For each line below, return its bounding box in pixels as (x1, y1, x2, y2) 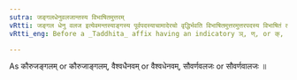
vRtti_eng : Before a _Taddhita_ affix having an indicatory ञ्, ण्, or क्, (9, 29, 285, 38)
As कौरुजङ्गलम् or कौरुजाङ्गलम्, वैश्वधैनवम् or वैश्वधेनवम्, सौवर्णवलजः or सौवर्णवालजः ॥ (9, 61, 267, 71)
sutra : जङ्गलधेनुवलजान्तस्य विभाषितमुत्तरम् (9, 12, 125, 22)
